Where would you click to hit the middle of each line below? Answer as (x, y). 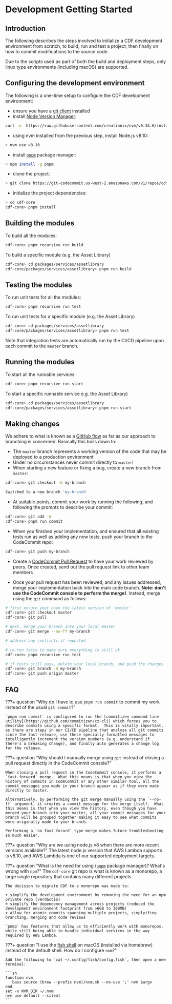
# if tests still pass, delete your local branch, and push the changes (84, 664)
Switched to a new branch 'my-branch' (47, 492)
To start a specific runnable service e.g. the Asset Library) (67, 393)
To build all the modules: (31, 235)
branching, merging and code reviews (46, 917)
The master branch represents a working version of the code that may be (90, 451)
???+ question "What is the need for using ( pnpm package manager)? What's (85, 866)
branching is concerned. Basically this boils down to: (61, 442)
